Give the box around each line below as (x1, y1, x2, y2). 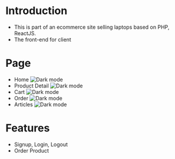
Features (5, 121, 50, 135)
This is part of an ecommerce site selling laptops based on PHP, (14, 23, 170, 31)
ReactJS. (14, 29, 37, 36)
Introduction (5, 4, 68, 18)
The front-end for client (14, 36, 71, 43)
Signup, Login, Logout (14, 141, 68, 148)
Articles (14, 101, 33, 108)
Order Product (14, 147, 49, 154)
